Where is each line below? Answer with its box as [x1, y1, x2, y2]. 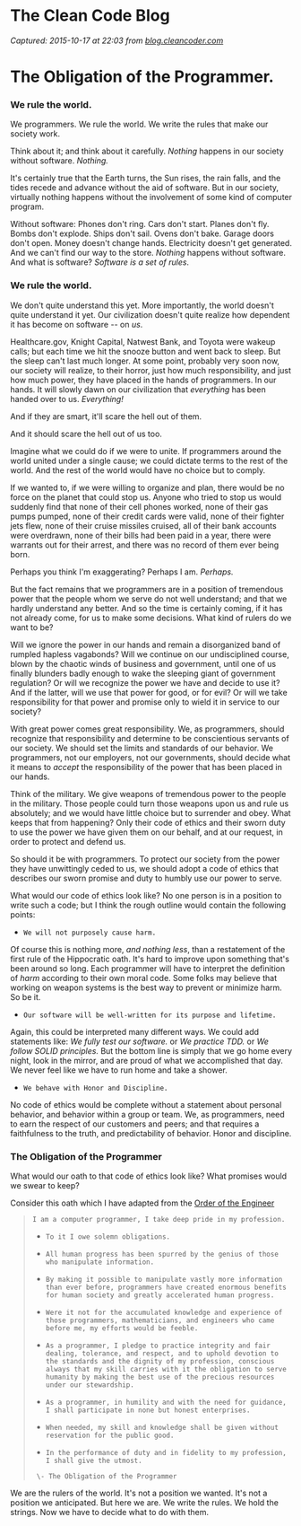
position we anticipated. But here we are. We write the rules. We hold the [10, 1497, 279, 1508]
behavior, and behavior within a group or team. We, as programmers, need [10, 1109, 285, 1119]
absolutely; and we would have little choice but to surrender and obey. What [10, 807, 291, 818]
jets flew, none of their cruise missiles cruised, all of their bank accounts [10, 520, 277, 531]
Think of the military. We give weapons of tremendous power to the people [10, 788, 287, 799]
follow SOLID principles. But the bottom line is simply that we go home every [10, 1045, 293, 1056]
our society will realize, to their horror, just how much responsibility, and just [10, 364, 292, 375]
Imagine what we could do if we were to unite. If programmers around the [10, 445, 281, 456]
